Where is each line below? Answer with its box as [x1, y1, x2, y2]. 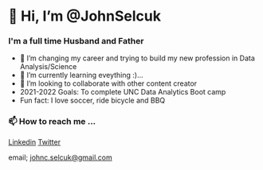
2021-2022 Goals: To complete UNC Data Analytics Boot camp [19, 87, 226, 97]
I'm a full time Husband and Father [8, 36, 144, 47]
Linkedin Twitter [8, 137, 61, 146]
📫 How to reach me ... [8, 116, 96, 127]
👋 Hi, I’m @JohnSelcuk [8, 7, 162, 25]
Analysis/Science [19, 62, 77, 71]
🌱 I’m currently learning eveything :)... [19, 71, 143, 80]
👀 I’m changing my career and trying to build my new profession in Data [19, 53, 255, 63]
